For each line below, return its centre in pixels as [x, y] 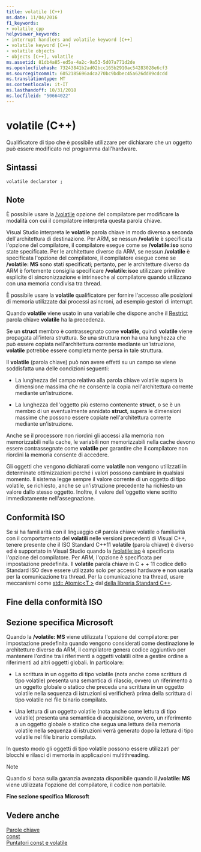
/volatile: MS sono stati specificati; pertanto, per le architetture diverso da [98, 264]
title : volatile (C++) [34, 12]
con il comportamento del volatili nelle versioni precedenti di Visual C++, [97, 538]
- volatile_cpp [25, 29]
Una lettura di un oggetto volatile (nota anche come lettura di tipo [95, 712]
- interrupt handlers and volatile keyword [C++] [70, 40]
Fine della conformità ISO [55, 602]
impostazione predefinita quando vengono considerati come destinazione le [100, 643]
